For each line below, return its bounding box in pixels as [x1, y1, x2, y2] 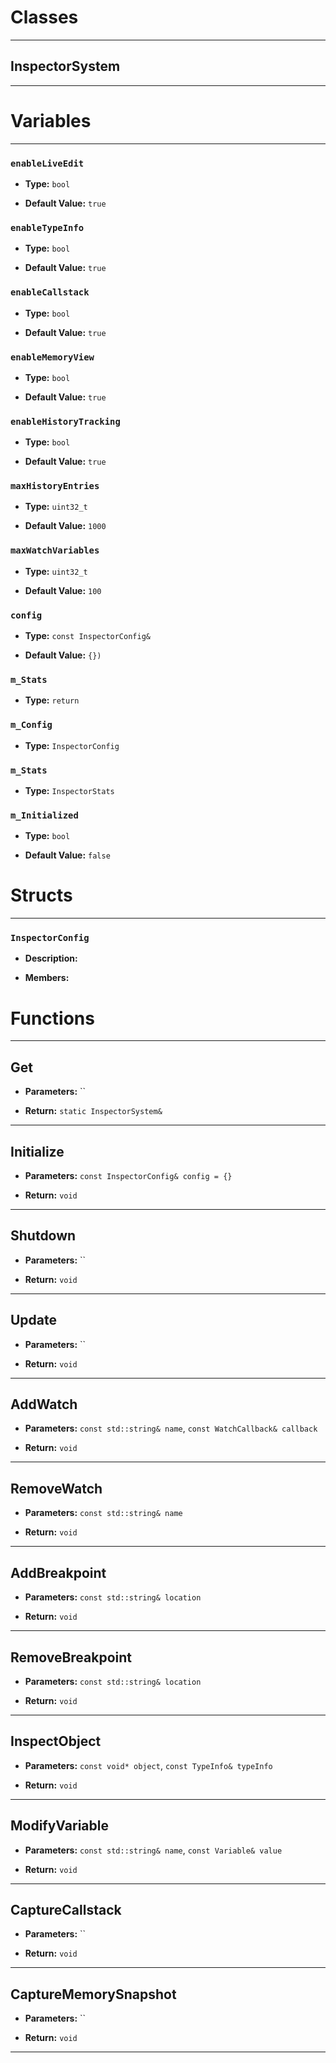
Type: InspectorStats [24, 784, 115, 796]
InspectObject [10, 1733, 102, 1750]
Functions [10, 1007, 95, 1030]
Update [10, 1312, 58, 1329]
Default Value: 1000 [24, 520, 107, 532]
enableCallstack [10, 287, 90, 298]
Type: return [24, 694, 80, 706]
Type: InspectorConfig [24, 739, 120, 751]
